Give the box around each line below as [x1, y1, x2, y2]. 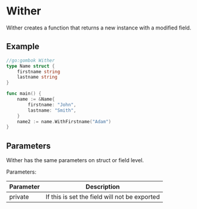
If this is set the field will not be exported [45, 193, 160, 201]
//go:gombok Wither [6, 57, 55, 64]
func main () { [6, 91, 42, 97]
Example [6, 41, 40, 52]
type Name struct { [6, 63, 55, 69]
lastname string [17, 74, 58, 80]
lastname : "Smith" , [28, 107, 77, 114]
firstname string [17, 68, 61, 74]
